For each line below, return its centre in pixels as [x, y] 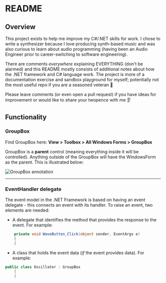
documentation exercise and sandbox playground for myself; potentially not [82, 80]
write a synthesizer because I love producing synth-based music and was [80, 44]
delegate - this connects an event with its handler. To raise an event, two [79, 205]
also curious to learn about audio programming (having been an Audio [77, 49]
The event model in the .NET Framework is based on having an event [75, 200]
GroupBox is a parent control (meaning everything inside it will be [72, 151]
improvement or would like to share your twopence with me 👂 [68, 100]
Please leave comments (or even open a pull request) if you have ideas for [81, 94]
